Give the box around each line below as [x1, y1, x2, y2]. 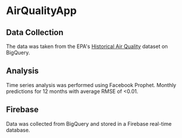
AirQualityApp [6, 4, 77, 18]
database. [6, 126, 30, 133]
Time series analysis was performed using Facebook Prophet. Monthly [6, 81, 177, 88]
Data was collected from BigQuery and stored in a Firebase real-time [6, 120, 172, 127]
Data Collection [6, 27, 64, 37]
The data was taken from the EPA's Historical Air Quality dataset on [6, 43, 168, 50]
